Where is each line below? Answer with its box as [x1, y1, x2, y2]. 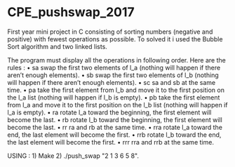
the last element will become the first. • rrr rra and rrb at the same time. [7, 138, 214, 146]
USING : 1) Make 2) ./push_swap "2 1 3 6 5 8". [7, 152, 139, 160]
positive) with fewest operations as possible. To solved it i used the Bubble [7, 34, 223, 43]
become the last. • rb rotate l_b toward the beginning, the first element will [7, 115, 222, 123]
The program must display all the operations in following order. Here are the [7, 55, 226, 64]
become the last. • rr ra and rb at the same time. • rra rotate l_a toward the [7, 123, 223, 131]
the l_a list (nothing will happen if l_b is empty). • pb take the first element [7, 93, 220, 102]
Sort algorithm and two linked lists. [7, 42, 107, 51]
